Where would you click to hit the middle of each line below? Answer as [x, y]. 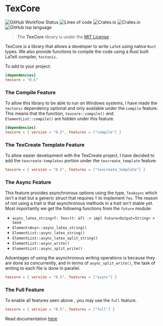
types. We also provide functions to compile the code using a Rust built [77, 51]
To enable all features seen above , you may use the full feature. [71, 301]
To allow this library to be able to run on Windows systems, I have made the [81, 103]
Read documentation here [31, 319]
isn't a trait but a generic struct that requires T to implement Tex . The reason [81, 198]
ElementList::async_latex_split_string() [55, 238]
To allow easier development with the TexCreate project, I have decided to [80, 155]
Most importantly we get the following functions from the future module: [78, 208]
